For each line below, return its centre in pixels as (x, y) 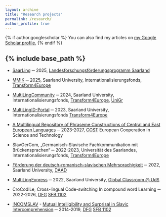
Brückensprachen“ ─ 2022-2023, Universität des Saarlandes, (75, 150)
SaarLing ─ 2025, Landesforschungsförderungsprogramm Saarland (81, 70)
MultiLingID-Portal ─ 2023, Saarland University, (61, 110)
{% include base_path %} (45, 58)
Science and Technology (38, 135)
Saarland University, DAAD (40, 170)
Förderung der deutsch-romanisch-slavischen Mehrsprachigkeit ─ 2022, (86, 165)
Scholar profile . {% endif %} (34, 43)
